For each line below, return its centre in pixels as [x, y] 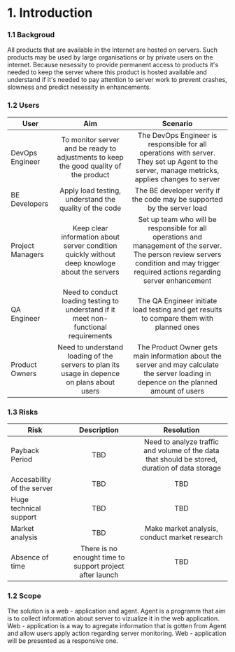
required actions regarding [178, 272]
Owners [24, 373]
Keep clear [90, 228]
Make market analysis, [181, 529]
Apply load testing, [90, 190]
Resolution [181, 430]
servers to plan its [90, 364]
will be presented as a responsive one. [63, 641]
